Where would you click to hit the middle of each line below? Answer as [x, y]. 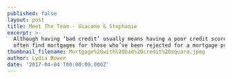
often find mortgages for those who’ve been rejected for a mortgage [115, 45]
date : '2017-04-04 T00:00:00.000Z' [58, 65]
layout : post [26, 20]
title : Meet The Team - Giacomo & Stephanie [72, 26]
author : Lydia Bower [37, 58]
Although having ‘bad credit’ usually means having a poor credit [111, 39]
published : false [32, 13]
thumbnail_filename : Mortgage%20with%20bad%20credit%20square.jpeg [106, 52]
